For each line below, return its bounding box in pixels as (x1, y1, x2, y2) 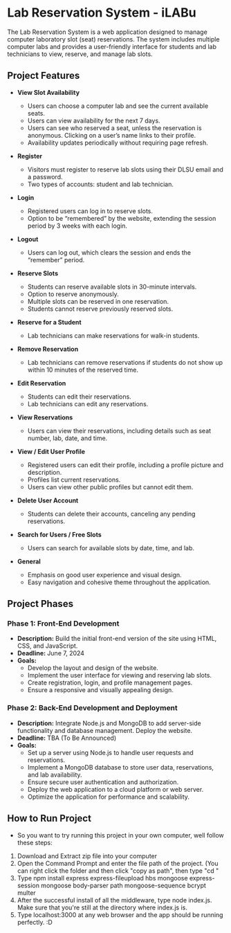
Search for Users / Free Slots (17, 530, 102, 538)
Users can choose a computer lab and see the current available (27, 102, 209, 110)
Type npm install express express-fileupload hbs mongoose (17, 873, 188, 882)
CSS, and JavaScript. (17, 642, 78, 650)
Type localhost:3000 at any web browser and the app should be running (17, 910, 223, 918)
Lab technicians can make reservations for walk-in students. (27, 331, 200, 340)
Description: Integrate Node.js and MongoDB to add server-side (17, 718, 202, 727)
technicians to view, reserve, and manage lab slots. (7, 50, 154, 58)
